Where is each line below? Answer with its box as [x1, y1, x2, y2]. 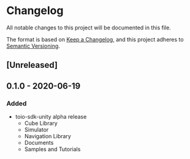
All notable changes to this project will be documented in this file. [6, 24, 172, 31]
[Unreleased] [6, 60, 58, 70]
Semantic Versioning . [6, 42, 60, 50]
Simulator [24, 126, 49, 133]
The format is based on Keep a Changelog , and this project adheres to [6, 35, 184, 43]
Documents [24, 139, 54, 147]
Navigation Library [24, 133, 72, 140]
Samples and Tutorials [24, 146, 81, 153]
